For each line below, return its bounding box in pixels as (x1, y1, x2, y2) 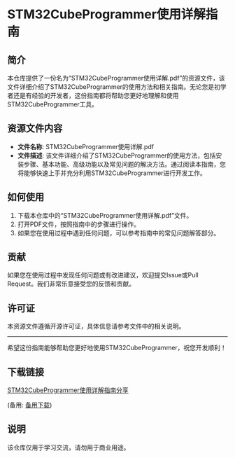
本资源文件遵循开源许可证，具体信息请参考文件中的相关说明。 (7, 322, 185, 331)
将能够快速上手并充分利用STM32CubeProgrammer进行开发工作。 (17, 169, 206, 177)
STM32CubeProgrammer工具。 (7, 100, 99, 109)
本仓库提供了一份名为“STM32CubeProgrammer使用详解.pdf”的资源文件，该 (7, 74, 225, 82)
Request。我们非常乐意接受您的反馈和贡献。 (7, 279, 135, 288)
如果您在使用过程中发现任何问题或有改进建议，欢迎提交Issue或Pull (7, 271, 199, 279)
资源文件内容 (7, 123, 63, 134)
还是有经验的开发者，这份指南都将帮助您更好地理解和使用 (13, 92, 179, 99)
